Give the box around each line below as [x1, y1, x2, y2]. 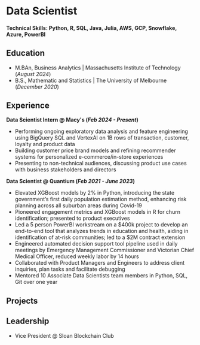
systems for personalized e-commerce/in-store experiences [14, 153, 164, 161]
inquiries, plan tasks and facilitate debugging [14, 265, 125, 273]
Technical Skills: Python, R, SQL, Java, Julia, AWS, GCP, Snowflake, [6, 24, 177, 31]
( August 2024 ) [14, 70, 51, 77]
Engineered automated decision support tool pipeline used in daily [14, 240, 178, 247]
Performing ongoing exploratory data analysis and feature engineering [14, 128, 188, 135]
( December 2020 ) [14, 83, 60, 90]
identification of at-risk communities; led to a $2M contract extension [14, 234, 186, 241]
